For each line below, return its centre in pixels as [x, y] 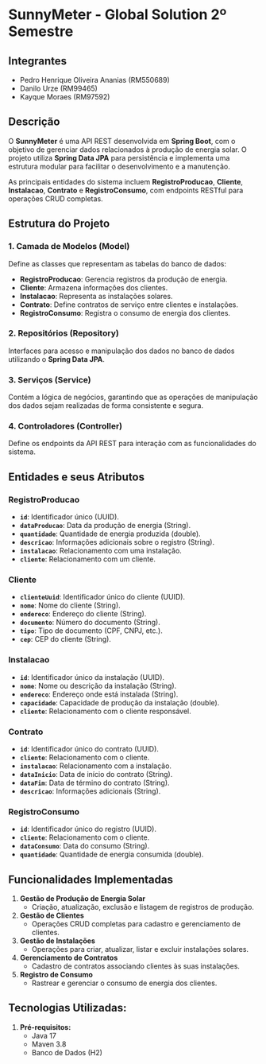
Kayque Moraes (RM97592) [65, 97]
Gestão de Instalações [57, 941]
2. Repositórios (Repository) [64, 333]
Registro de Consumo [56, 975]
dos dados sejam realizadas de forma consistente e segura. [106, 406]
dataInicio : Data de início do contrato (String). [96, 774]
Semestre [41, 31]
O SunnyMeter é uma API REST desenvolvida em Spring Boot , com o [122, 141]
